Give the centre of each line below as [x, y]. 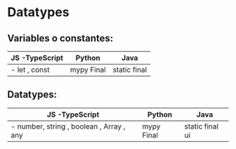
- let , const [30, 70]
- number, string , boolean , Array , [68, 126]
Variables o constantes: [60, 38]
